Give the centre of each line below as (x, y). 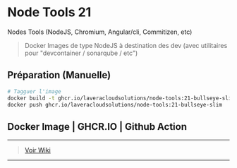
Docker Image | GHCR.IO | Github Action (97, 127)
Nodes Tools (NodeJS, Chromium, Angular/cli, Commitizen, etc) (100, 32)
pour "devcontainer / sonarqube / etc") (81, 53)
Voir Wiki (37, 150)
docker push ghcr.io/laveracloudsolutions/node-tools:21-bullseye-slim (115, 104)
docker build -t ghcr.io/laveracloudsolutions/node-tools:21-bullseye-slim (121, 98)
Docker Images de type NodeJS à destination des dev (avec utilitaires (126, 45)
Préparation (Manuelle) (59, 75)
